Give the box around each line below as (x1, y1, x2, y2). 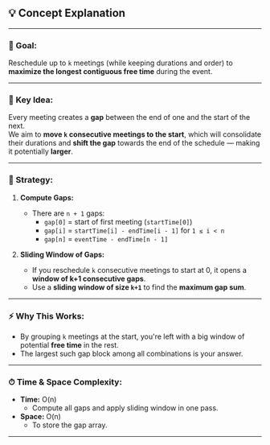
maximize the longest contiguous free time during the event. (8, 67, 213, 76)
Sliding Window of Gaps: (19, 249, 104, 259)
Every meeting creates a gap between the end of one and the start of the (8, 113, 251, 122)
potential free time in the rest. (19, 340, 119, 349)
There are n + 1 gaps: (31, 208, 105, 218)
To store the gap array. (31, 420, 108, 430)
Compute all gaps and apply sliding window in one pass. (31, 403, 219, 413)
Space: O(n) (19, 412, 62, 422)
